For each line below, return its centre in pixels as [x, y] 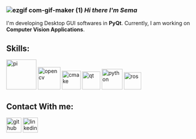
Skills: [18, 48]
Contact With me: [40, 106]
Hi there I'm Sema [111, 10]
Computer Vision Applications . [46, 29]
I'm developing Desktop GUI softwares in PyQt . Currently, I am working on [98, 23]
